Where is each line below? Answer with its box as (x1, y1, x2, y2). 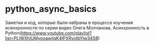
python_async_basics (5, 3, 97, 15)
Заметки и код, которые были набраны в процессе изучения (5, 20, 133, 25)
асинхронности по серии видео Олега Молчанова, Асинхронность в (5, 24, 149, 30)
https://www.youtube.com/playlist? (21, 30, 92, 36)
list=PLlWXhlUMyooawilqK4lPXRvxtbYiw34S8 (5, 35, 98, 41)
